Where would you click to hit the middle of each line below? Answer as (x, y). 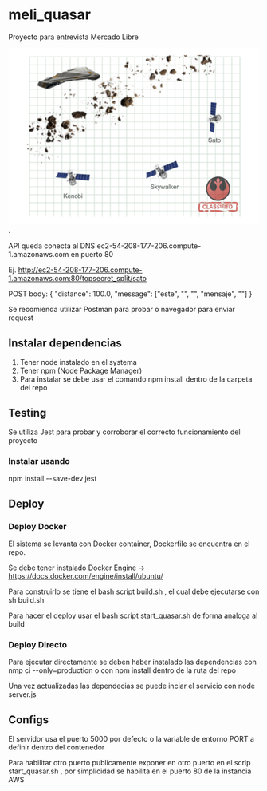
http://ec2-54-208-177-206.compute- (80, 270)
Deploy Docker (37, 526)
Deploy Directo (38, 644)
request (21, 318)
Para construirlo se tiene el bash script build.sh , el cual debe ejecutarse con (134, 591)
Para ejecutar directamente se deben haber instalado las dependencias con (133, 662)
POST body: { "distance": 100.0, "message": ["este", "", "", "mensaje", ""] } (130, 294)
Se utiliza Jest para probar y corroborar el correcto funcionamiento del (124, 432)
